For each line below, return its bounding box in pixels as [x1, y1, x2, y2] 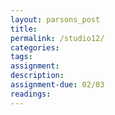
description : [10, 71, 65, 81]
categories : [10, 42, 60, 53]
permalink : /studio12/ [10, 33, 105, 43]
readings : [10, 89, 52, 99]
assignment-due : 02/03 [10, 80, 105, 90]
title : [10, 24, 38, 34]
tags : [10, 52, 33, 62]
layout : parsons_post [10, 14, 101, 25]
